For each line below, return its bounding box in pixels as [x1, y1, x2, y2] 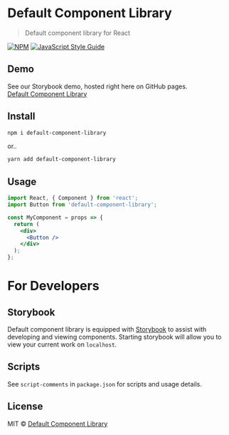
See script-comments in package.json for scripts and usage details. [7, 379, 203, 388]
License [7, 401, 43, 413]
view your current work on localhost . [7, 340, 117, 349]
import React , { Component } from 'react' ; [7, 195, 139, 202]
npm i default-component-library [7, 129, 107, 136]
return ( [14, 220, 40, 227]
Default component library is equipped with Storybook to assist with [7, 325, 207, 333]
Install [7, 111, 36, 123]
